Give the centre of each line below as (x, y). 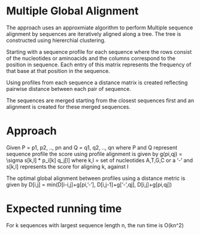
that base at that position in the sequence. (58, 71)
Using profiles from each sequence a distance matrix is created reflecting (97, 83)
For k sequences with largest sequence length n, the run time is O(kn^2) (95, 225)
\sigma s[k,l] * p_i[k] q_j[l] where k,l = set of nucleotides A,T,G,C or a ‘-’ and (100, 160)
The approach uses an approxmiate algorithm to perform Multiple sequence (100, 28)
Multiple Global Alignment (72, 11)
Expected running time (64, 209)
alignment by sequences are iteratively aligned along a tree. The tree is (94, 33)
